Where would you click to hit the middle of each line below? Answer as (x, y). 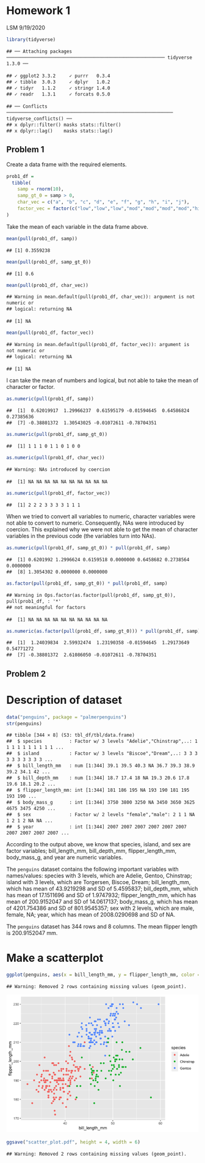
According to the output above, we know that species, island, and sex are (99, 844)
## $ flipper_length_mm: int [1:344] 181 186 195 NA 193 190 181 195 (98, 790)
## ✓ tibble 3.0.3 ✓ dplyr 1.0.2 (59, 82)
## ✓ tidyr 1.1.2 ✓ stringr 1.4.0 (59, 88)
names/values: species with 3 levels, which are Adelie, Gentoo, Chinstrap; (99, 876)
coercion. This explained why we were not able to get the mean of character (102, 529)
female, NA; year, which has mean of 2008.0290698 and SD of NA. (91, 915)
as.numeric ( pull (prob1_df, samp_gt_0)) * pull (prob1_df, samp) (88, 548)
